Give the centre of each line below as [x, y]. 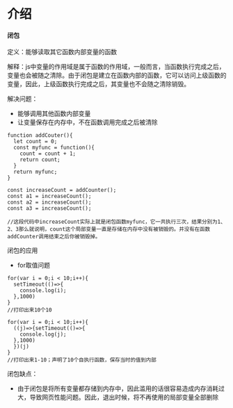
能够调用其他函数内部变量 [54, 114]
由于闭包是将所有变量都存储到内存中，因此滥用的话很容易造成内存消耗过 [121, 389]
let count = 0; [35, 142]
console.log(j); [43, 334]
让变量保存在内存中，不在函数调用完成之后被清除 [87, 122]
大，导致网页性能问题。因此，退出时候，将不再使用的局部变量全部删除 [118, 398]
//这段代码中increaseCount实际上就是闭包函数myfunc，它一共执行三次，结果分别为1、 [116, 222]
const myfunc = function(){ [54, 148]
